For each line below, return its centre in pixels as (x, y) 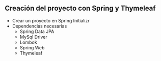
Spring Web (32, 47)
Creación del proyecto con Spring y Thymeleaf (80, 8)
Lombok (28, 42)
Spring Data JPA (37, 31)
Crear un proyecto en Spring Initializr (51, 20)
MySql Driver (33, 37)
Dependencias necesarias (39, 26)
